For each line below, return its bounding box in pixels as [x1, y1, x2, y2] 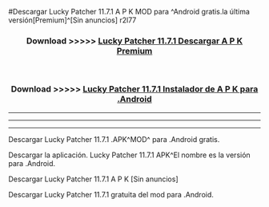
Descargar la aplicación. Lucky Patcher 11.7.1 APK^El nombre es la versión [8, 150, 251, 160]
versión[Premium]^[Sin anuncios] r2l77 [8, 15, 137, 25]
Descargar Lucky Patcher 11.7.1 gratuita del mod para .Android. [8, 189, 215, 199]
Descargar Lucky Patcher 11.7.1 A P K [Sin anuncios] [8, 174, 179, 184]
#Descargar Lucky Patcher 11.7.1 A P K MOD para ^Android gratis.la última [8, 7, 251, 16]
